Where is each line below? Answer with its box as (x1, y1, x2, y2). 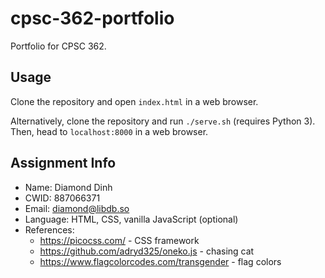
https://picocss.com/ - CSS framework (39, 234, 200, 246)
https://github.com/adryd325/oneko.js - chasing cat (39, 245, 255, 257)
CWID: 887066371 (24, 192, 101, 204)
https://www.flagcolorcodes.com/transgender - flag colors (39, 255, 282, 267)
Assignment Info (10, 155, 117, 172)
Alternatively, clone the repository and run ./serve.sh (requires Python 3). (10, 115, 316, 127)
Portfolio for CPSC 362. (10, 40, 107, 52)
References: (24, 223, 75, 236)
